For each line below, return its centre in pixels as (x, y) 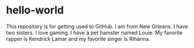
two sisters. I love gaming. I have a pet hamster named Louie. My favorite (94, 32)
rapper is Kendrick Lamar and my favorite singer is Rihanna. (78, 39)
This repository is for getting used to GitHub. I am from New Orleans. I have (97, 26)
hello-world (35, 10)
